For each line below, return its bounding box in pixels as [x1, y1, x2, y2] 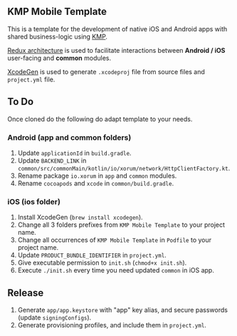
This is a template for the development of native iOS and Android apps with [7, 24, 228, 33]
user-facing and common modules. [7, 54, 112, 62]
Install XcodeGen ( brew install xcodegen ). [17, 213, 144, 222]
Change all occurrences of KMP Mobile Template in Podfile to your [17, 235, 212, 245]
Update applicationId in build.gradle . [17, 148, 132, 157]
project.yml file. [7, 75, 56, 83]
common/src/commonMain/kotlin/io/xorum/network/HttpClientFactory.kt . [17, 163, 231, 172]
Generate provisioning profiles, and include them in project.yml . [17, 321, 206, 330]
